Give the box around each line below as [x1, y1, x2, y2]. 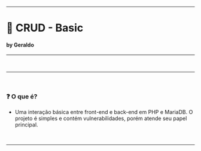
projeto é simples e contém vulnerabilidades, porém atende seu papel [14, 115, 187, 122]
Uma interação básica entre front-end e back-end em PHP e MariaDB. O [14, 108, 193, 115]
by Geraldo [6, 41, 35, 48]
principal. [14, 121, 38, 128]
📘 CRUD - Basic [6, 21, 84, 35]
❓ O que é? [6, 93, 38, 101]
